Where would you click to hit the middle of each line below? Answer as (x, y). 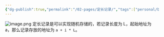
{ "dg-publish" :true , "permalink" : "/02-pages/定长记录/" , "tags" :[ (70, 9)
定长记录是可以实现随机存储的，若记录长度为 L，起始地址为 (92, 24)
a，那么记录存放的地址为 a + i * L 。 (42, 30)
